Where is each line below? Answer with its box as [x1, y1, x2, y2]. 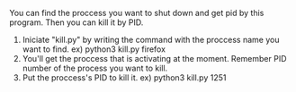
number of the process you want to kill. [22, 63, 168, 73]
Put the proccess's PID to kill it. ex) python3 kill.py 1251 [22, 72, 227, 83]
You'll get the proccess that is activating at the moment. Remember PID [22, 54, 287, 63]
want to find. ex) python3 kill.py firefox [22, 44, 166, 54]
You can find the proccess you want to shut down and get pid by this [9, 8, 265, 18]
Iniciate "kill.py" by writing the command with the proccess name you [22, 35, 280, 45]
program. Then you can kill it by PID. [9, 17, 144, 28]
